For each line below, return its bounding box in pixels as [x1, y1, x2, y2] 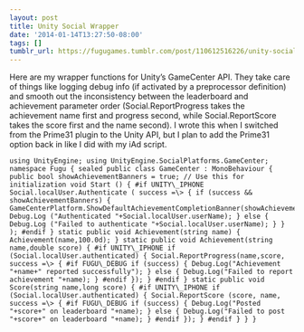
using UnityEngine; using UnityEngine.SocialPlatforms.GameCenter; [9, 157, 270, 166]
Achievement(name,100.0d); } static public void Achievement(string [9, 236, 273, 245]
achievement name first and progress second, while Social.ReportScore [9, 110, 277, 121]
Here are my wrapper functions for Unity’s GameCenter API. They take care [9, 71, 291, 82]
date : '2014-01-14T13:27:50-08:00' [9, 30, 144, 39]
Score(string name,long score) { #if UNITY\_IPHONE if [9, 283, 221, 292]
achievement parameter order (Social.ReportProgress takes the [9, 100, 246, 111]
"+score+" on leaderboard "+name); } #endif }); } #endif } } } [9, 315, 257, 324]
